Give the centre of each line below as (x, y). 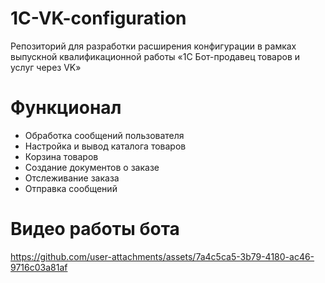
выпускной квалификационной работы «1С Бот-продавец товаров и (155, 56)
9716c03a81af (39, 267)
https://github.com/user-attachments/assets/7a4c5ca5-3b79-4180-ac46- (162, 256)
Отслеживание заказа (72, 178)
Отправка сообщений (71, 188)
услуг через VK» (46, 67)
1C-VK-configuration (98, 18)
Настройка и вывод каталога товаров (105, 146)
